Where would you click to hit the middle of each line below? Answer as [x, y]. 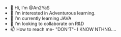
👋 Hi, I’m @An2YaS [30, 8]
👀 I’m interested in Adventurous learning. [53, 13]
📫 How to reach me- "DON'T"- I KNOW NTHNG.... [63, 29]
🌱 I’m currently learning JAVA [41, 18]
